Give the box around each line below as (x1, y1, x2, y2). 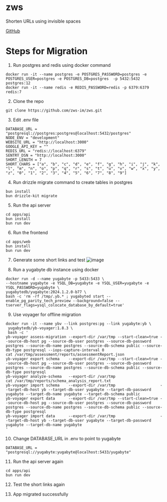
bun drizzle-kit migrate (5, 193, 57, 198)
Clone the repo (12, 98, 44, 104)
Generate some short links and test (12, 257, 85, 263)
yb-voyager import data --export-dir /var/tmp (5, 414, 115, 419)
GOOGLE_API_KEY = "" (5, 144, 49, 149)
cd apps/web (5, 239, 30, 244)
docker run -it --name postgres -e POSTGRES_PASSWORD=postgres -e (5, 72, 147, 77)
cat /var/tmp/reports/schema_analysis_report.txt (5, 378, 111, 383)
